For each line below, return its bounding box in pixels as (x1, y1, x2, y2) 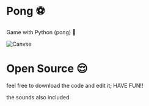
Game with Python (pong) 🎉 (6, 28, 76, 36)
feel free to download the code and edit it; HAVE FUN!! (6, 82, 144, 89)
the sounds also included (6, 93, 70, 101)
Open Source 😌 (6, 62, 88, 76)
